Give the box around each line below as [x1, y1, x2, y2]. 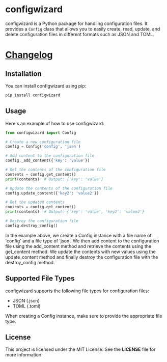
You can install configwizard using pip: [5, 82, 87, 89]
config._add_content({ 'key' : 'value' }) [5, 158, 90, 163]
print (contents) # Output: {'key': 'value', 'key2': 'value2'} [5, 209, 145, 214]
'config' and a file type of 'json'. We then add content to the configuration [5, 238, 159, 244]
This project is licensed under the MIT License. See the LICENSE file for [5, 346, 156, 352]
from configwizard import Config [5, 130, 76, 135]
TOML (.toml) [12, 303, 41, 309]
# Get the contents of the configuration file [5, 167, 106, 172]
